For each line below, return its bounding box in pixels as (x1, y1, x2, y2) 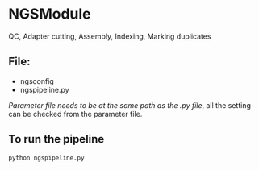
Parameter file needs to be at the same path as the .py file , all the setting (8, 100, 252, 110)
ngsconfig (19, 76, 54, 85)
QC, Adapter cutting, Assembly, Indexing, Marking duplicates (8, 31, 211, 41)
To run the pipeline (8, 132, 105, 146)
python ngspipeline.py (8, 154, 85, 162)
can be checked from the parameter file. (8, 109, 143, 118)
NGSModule (8, 5, 91, 23)
